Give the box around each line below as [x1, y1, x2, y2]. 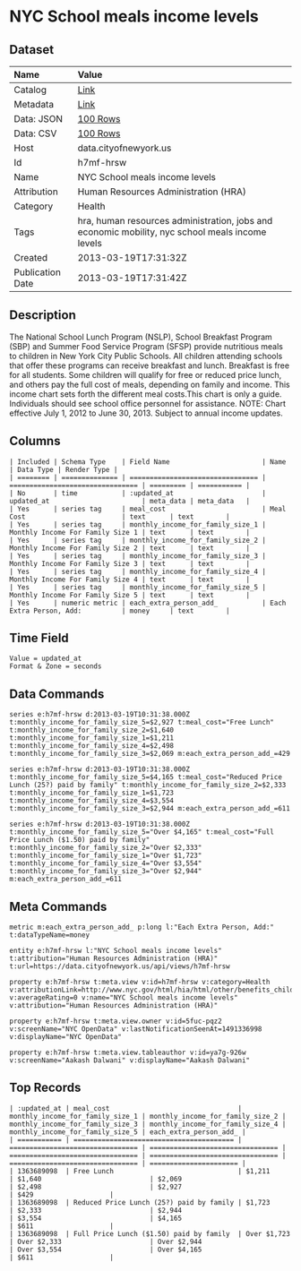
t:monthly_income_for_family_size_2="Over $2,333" [9, 844, 202, 853]
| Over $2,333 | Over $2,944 [9, 1237, 202, 1246]
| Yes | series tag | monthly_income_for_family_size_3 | [9, 551, 267, 561]
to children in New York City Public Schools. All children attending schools [9, 350, 283, 361]
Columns [9, 434, 61, 449]
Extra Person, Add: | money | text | [9, 606, 230, 615]
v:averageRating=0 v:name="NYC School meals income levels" [9, 993, 239, 1002]
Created [13, 252, 48, 263]
